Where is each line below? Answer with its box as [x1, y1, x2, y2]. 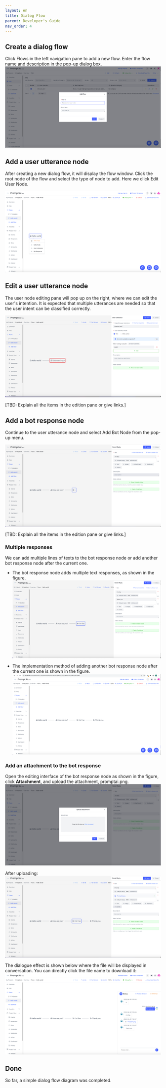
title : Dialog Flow [5, 13, 45, 18]
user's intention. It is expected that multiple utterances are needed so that [5, 300, 156, 306]
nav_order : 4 [5, 24, 32, 29]
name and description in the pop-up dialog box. [5, 61, 102, 67]
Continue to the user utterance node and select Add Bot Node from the [5, 429, 150, 435]
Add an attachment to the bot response [5, 762, 101, 769]
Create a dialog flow [5, 43, 68, 51]
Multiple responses [5, 544, 53, 551]
